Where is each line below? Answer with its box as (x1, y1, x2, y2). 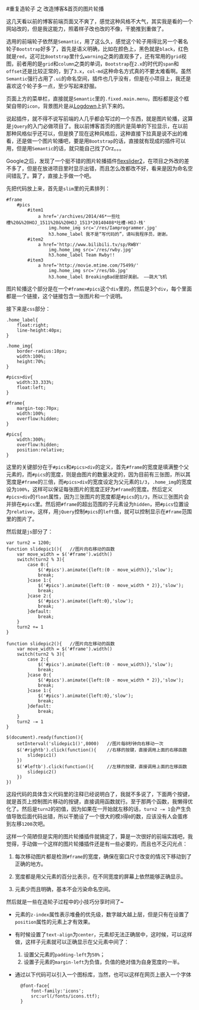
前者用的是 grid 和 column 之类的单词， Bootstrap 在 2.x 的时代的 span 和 (16, 60, 179, 67)
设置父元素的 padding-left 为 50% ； (23, 951, 105, 958)
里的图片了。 (6, 516, 37, 522)
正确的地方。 (14, 860, 46, 867)
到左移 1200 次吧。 (6, 820, 49, 827)
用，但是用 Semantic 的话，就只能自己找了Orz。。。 (6, 145, 124, 151)
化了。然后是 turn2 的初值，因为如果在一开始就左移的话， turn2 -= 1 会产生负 (6, 806, 191, 812)
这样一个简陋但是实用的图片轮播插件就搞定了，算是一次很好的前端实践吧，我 (6, 833, 193, 839)
